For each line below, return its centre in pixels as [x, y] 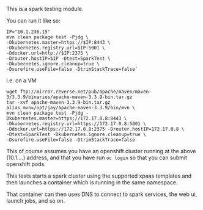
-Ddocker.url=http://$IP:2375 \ [47, 53]
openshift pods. [26, 164]
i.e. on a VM [21, 81]
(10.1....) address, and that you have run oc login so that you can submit [97, 157]
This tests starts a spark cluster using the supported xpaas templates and [99, 176]
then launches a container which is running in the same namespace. [92, 182]
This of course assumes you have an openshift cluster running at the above [102, 151]
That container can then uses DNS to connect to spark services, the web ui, [102, 194]
